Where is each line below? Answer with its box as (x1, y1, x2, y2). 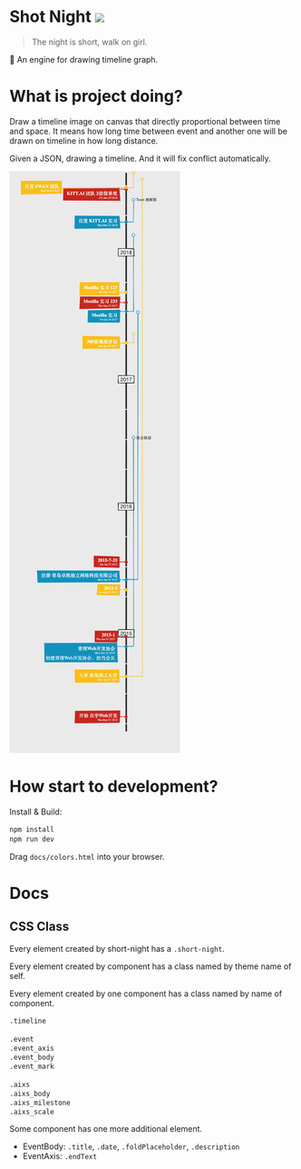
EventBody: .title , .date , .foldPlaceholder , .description (22, 1141, 240, 1152)
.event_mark (9, 1062, 54, 1071)
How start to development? (9, 776, 218, 797)
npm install (9, 824, 54, 834)
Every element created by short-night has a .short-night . (9, 943, 225, 954)
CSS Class (9, 919, 70, 934)
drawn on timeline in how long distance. (9, 135, 159, 146)
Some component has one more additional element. (9, 1123, 202, 1134)
